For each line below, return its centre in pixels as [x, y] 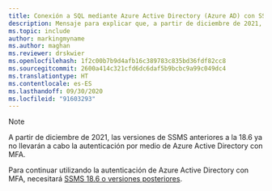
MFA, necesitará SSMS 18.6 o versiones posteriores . [96, 179]
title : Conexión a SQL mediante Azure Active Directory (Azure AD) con [132, 16]
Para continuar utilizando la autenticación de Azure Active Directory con [129, 170]
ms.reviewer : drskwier [47, 53]
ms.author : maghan [39, 46]
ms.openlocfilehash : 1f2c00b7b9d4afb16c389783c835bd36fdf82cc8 [117, 62]
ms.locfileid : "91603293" [52, 99]
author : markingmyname [47, 38]
